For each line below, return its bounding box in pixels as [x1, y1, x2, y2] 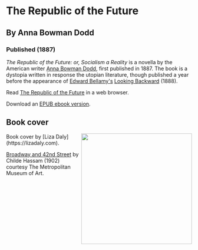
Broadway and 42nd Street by [6, 150, 79, 157]
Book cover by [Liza [6, 133, 55, 140]
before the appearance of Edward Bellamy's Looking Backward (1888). [6, 77, 178, 84]
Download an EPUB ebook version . [6, 100, 91, 107]
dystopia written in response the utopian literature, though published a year [6, 71, 189, 78]
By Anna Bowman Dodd [6, 28, 94, 38]
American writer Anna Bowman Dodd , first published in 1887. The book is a [6, 65, 187, 72]
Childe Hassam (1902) [6, 157, 60, 164]
